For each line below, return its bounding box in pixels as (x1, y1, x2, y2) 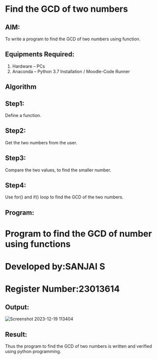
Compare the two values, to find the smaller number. (5, 167, 111, 173)
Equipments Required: (5, 50, 75, 58)
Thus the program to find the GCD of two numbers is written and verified (5, 343, 152, 349)
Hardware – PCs (12, 63, 45, 69)
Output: (5, 303, 29, 311)
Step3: (5, 154, 26, 163)
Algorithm (5, 83, 37, 91)
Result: (5, 330, 27, 338)
